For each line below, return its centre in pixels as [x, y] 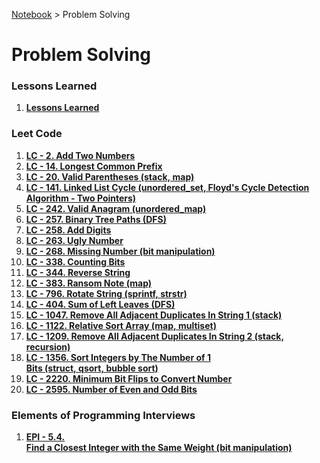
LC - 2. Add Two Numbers [80, 155]
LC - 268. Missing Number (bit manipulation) [120, 251]
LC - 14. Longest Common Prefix [94, 166]
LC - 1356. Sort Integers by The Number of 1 [118, 357]
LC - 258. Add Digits [68, 230]
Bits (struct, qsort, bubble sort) [92, 368]
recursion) [48, 346]
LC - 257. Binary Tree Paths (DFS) [96, 219]
